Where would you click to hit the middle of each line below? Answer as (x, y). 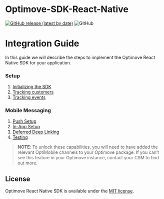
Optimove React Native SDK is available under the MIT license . (69, 191)
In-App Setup (26, 127)
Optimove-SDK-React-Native (67, 9)
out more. (27, 163)
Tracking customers (33, 92)
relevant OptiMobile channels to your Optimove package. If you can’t (88, 152)
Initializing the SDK (32, 87)
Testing (20, 137)
